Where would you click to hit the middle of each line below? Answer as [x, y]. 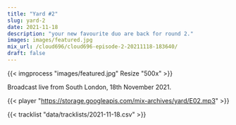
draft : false [26, 54]
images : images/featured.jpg [50, 40]
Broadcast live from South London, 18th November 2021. [89, 87]
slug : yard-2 [26, 20]
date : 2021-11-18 [33, 27]
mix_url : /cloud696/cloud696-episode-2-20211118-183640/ [93, 47]
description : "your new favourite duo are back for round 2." [100, 34]
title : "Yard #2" [33, 14]
